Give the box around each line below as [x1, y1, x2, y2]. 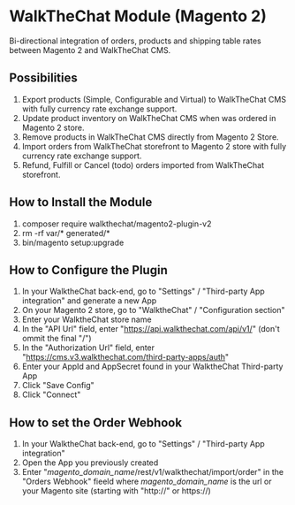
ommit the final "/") [21, 333, 92, 344]
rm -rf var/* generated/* [21, 227, 110, 238]
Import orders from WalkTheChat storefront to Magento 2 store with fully [21, 141, 287, 151]
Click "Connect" [21, 389, 81, 400]
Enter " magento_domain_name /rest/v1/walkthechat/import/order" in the [21, 467, 284, 478]
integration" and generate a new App [21, 295, 157, 306]
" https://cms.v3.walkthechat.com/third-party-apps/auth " [21, 352, 230, 363]
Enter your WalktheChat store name [21, 314, 152, 325]
